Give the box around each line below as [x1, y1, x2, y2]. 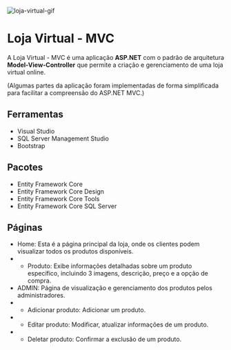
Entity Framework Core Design [17, 187, 105, 196]
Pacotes [7, 162, 43, 174]
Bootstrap [17, 141, 46, 150]
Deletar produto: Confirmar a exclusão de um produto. [27, 335, 182, 344]
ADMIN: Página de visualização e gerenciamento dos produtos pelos [17, 284, 212, 292]
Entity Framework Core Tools [17, 194, 100, 203]
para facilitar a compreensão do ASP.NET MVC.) [7, 88, 145, 96]
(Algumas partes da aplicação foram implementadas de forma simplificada [7, 81, 219, 90]
